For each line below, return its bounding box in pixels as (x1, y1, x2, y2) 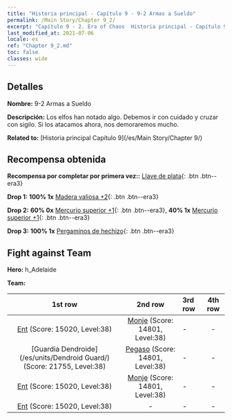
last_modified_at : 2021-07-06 (7, 29, 95, 37)
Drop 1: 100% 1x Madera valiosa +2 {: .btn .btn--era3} (7, 193, 159, 201)
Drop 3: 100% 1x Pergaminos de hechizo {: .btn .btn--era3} (7, 227, 175, 236)
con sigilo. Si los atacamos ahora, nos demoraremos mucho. (7, 120, 180, 128)
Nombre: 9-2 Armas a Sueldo (7, 99, 92, 107)
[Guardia (30, 344, 60, 354)
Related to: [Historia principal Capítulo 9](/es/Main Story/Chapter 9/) (7, 133, 202, 142)
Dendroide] (61, 344, 98, 354)
